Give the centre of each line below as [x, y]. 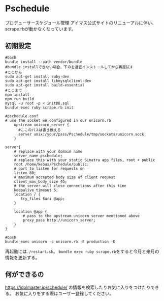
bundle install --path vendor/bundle [44, 62]
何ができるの [25, 275]
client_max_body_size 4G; [41, 181]
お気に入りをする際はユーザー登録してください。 [64, 293]
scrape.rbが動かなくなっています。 [41, 29]
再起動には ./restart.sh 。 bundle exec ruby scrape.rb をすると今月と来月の [82, 251]
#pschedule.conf [22, 116]
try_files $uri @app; [43, 199]
